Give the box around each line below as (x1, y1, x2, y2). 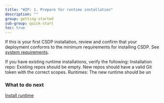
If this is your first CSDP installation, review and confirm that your (5, 39, 137, 45)
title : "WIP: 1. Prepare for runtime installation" (5, 7, 113, 12)
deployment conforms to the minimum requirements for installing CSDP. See (5, 44, 160, 50)
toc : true (5, 26, 26, 30)
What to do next (5, 81, 44, 88)
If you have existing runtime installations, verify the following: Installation (5, 59, 152, 65)
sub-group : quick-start (5, 21, 54, 26)
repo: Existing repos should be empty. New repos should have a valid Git (5, 64, 152, 70)
